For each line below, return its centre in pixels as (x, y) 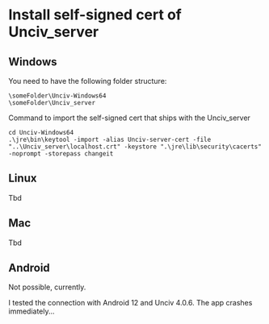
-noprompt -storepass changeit (61, 154)
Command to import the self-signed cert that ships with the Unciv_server (129, 118)
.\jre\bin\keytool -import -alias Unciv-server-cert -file (110, 139)
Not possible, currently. (47, 287)
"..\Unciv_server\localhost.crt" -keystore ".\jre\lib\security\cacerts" (135, 147)
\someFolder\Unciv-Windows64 (57, 96)
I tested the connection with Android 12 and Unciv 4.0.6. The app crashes (130, 303)
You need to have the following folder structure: (88, 81)
